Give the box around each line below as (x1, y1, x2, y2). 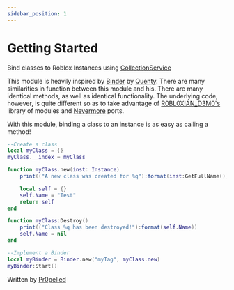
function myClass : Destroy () (7, 217, 89, 224)
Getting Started (7, 40, 99, 56)
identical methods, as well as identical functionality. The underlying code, (7, 91, 218, 100)
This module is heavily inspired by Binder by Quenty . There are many (7, 77, 205, 85)
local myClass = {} (7, 147, 64, 154)
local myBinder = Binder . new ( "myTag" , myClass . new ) (7, 256, 160, 263)
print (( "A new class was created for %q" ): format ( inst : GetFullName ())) (19, 173, 232, 180)
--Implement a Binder (7, 249, 70, 257)
